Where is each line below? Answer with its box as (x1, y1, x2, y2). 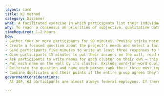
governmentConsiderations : (5, 75, 60, 80)
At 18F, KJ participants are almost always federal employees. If (9, 79, 147, 84)
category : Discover (5, 16, 45, 21)
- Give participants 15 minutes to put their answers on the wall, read (5, 52, 156, 57)
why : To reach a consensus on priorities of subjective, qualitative (5, 25, 150, 30)
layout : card (5, 7, 32, 12)
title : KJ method (5, 12, 41, 16)
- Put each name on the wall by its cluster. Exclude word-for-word (5, 61, 147, 66)
